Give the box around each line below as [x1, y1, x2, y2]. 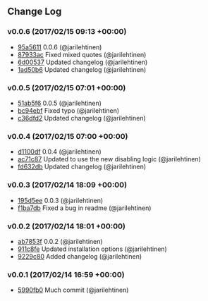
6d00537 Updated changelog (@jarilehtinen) [17, 58, 148, 66]
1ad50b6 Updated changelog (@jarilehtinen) [17, 65, 147, 73]
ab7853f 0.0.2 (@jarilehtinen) [17, 237, 104, 245]
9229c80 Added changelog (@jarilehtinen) [17, 252, 142, 260]
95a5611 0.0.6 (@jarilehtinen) [17, 42, 102, 51]
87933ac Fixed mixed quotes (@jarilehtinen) [17, 50, 147, 59]
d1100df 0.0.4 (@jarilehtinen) [17, 147, 102, 156]
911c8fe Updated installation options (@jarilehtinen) [17, 245, 167, 253]
